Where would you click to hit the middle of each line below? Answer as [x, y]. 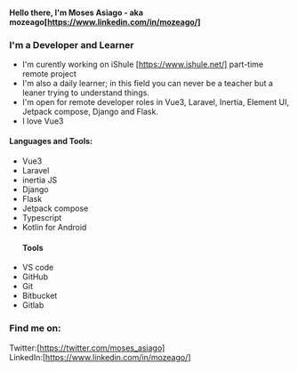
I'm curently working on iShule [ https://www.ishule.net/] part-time [143, 64]
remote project [49, 73]
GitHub [35, 277]
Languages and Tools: [51, 141]
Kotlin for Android [54, 228]
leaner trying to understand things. [85, 93]
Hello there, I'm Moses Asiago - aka [77, 12]
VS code [38, 268]
